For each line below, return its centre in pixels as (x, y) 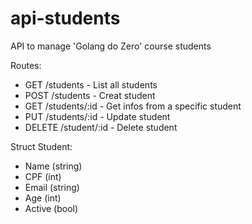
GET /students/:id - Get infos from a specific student (133, 106)
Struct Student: (41, 146)
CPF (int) (43, 176)
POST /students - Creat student (90, 95)
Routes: (26, 65)
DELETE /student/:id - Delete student (101, 127)
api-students (65, 18)
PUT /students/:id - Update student (97, 116)
